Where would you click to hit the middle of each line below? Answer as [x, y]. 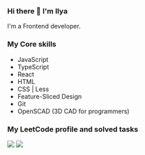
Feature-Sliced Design [49, 96]
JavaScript [33, 59]
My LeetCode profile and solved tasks [73, 129]
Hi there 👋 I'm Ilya [38, 11]
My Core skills [32, 44]
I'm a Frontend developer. [44, 26]
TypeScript [33, 67]
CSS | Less [33, 89]
